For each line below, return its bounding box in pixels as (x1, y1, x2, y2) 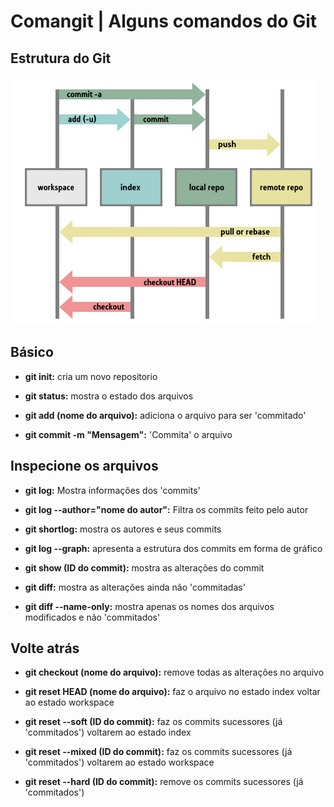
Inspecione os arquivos (10, 458, 159, 475)
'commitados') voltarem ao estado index (24, 726, 192, 739)
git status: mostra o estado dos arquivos (24, 390, 194, 402)
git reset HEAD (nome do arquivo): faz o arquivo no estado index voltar (24, 686, 321, 698)
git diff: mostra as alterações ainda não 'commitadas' (24, 581, 246, 593)
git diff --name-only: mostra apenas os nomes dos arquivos (24, 600, 275, 612)
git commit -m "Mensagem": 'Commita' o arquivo (24, 428, 233, 440)
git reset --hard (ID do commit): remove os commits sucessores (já (24, 776, 304, 788)
